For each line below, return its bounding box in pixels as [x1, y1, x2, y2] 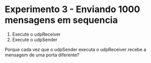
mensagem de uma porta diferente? [5, 52, 80, 58]
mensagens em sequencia [5, 14, 118, 26]
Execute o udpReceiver [12, 31, 61, 37]
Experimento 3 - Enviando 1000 [5, 4, 140, 15]
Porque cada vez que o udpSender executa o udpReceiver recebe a [5, 46, 146, 52]
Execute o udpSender [12, 37, 58, 43]
